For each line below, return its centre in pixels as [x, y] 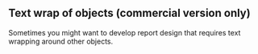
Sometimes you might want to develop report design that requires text [125, 32]
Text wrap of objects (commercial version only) [130, 13]
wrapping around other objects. [61, 41]
